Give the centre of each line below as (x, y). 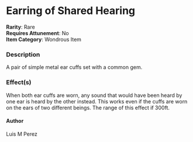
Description (23, 54)
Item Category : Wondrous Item (44, 39)
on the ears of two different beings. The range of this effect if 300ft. (88, 108)
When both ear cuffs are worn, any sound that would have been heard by (94, 95)
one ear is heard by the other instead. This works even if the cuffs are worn (97, 101)
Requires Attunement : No (37, 33)
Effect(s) (19, 82)
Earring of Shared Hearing (71, 11)
